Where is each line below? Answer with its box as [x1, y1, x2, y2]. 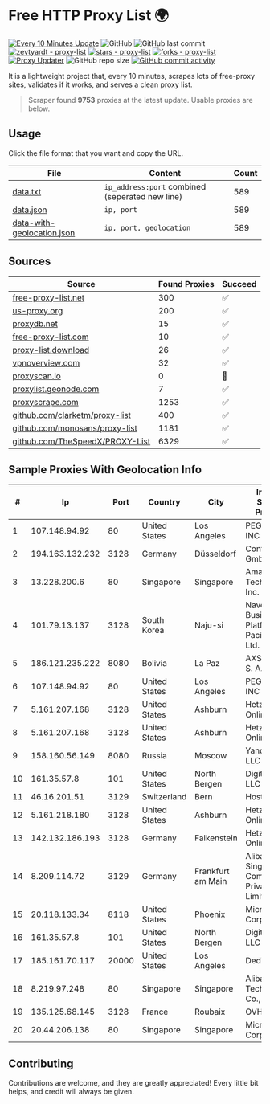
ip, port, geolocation [104, 223, 191, 232]
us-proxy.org [12, 305, 63, 316]
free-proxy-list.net [12, 292, 85, 303]
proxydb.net [12, 318, 59, 329]
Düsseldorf [194, 548, 237, 559]
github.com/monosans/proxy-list [12, 423, 138, 434]
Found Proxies [157, 278, 215, 289]
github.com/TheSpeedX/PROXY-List [12, 435, 151, 447]
